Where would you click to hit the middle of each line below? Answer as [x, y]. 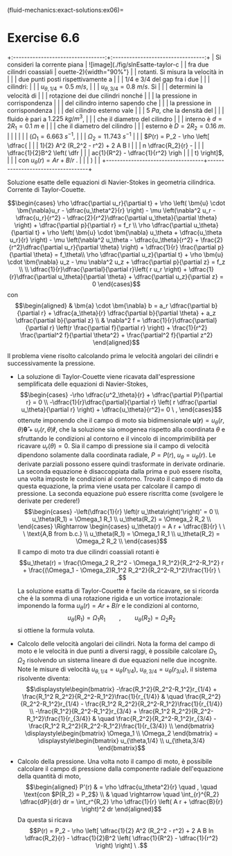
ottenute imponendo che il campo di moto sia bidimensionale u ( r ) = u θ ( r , [121, 421]
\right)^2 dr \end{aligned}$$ [122, 809]
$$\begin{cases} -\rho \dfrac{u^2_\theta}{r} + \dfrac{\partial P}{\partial [121, 395]
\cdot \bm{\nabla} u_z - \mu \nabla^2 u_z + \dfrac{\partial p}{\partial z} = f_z [116, 262]
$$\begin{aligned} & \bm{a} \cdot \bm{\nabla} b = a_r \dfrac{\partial [112, 306]
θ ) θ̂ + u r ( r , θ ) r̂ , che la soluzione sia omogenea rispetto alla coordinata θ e [121, 430]
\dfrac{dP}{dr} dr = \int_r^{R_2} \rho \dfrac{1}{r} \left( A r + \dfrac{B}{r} [122, 801]
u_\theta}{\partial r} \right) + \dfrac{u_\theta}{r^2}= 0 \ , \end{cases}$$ [122, 410]
